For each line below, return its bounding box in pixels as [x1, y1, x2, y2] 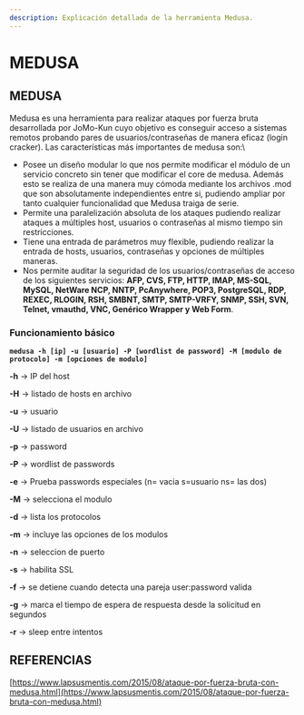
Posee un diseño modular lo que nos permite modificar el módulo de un [22, 159, 290, 170]
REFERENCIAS [9, 652, 93, 668]
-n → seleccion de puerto [9, 546, 105, 557]
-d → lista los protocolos [9, 511, 102, 522]
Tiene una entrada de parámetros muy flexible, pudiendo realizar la [22, 236, 274, 247]
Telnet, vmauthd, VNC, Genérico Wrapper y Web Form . [22, 303, 234, 314]
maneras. [22, 255, 58, 266]
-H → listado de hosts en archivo [9, 387, 132, 399]
